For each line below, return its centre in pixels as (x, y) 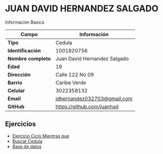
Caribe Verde (71, 83)
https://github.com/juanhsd (87, 106)
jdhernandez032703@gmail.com (94, 98)
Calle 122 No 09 (75, 74)
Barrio (15, 83)
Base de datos (27, 146)
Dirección (19, 74)
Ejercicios (20, 124)
